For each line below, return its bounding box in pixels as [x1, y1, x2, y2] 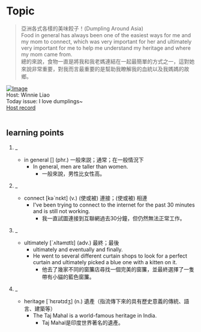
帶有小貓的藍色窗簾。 [41, 273, 95, 280]
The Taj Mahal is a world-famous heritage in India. [32, 312, 157, 319]
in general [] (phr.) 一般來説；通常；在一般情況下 [23, 156, 144, 163]
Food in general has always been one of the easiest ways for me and [20, 31, 191, 38]
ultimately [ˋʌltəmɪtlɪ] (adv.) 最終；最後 [23, 239, 119, 246]
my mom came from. [20, 50, 73, 58]
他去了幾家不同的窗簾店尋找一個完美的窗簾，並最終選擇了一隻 [41, 265, 195, 273]
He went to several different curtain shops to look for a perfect [32, 252, 188, 259]
